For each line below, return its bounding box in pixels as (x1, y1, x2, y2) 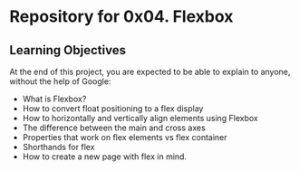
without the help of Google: (9, 76, 111, 87)
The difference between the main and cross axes (22, 122, 206, 133)
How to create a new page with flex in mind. (22, 151, 188, 162)
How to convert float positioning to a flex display (22, 103, 204, 114)
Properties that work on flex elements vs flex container (22, 132, 228, 142)
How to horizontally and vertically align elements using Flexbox (22, 113, 258, 123)
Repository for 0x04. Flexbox (9, 6, 234, 27)
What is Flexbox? (22, 93, 87, 104)
